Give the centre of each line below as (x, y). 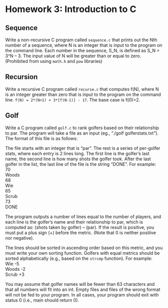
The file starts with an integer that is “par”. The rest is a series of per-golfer (83, 148)
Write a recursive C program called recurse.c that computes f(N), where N (82, 89)
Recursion (22, 77)
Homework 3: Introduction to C (71, 9)
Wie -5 (12, 264)
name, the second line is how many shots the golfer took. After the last (78, 159)
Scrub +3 (15, 274)
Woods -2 (16, 269)
